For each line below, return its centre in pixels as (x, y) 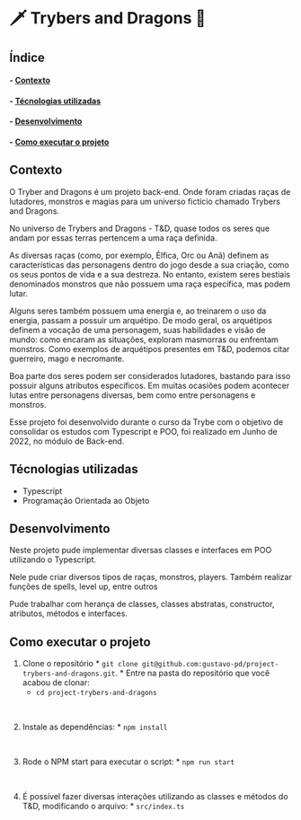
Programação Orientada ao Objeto (86, 500)
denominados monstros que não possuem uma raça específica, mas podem (150, 284)
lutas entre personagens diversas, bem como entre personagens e (133, 395)
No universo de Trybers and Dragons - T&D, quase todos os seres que (140, 228)
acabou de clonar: (56, 683)
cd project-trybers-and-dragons (96, 693)
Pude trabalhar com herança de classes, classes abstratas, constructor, (142, 604)
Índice (27, 57)
